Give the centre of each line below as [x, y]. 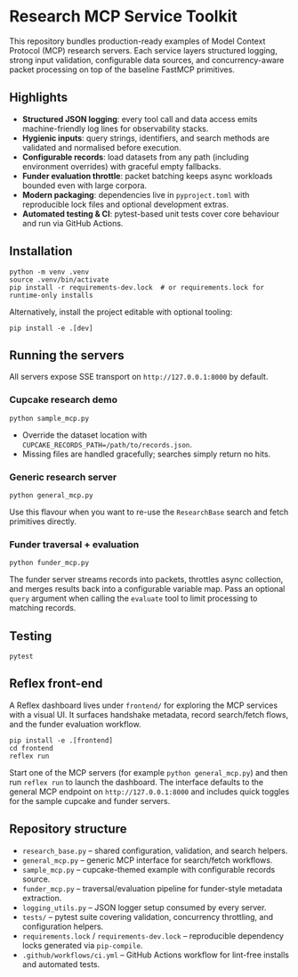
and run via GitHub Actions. [72, 223]
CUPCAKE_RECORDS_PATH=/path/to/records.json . [107, 444]
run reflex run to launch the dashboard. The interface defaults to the [137, 782]
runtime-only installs [51, 295]
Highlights [39, 98]
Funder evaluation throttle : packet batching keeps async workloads [147, 176]
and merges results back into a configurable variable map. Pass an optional [147, 589]
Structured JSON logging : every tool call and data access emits [140, 119]
